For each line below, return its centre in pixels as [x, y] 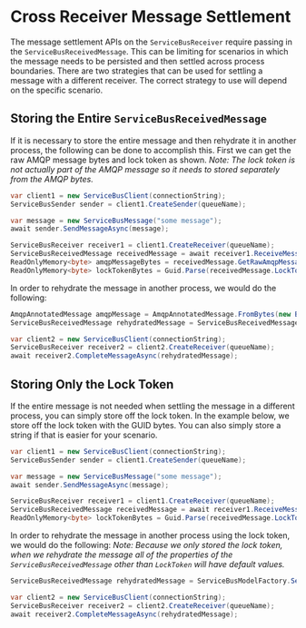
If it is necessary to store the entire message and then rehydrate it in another [153, 140]
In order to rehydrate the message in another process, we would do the [143, 288]
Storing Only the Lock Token [92, 384]
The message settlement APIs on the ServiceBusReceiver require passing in [152, 42]
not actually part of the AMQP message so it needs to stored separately [145, 169]
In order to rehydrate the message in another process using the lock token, [150, 535]
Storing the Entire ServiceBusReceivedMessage [138, 118]
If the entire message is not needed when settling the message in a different [153, 406]
